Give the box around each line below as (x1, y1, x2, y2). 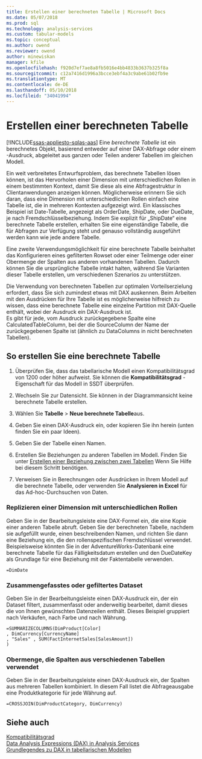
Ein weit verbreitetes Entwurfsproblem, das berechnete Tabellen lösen (6, 169, 181, 176)
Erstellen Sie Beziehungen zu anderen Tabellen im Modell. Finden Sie (14, 451, 187, 458)
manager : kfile (6, 59, 45, 65)
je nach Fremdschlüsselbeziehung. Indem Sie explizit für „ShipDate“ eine (6, 214, 187, 222)
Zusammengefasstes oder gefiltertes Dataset (6, 581, 143, 589)
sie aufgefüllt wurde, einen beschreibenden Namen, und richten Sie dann (6, 529, 188, 537)
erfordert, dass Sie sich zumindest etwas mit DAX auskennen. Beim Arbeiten (6, 289, 197, 296)
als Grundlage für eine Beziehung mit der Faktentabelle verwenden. (6, 555, 174, 563)
